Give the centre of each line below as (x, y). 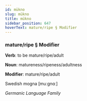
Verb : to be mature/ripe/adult (35, 55)
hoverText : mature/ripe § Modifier (41, 28)
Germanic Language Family (33, 93)
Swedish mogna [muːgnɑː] (31, 84)
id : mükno (15, 10)
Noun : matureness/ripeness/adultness (44, 65)
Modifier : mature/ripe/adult (33, 74)
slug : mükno (17, 14)
